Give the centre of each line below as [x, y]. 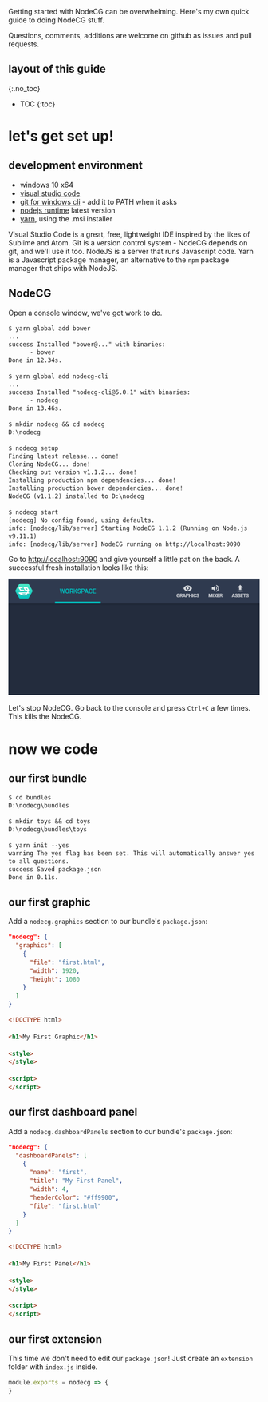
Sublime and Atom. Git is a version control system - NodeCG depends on [128, 242]
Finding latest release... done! [64, 456]
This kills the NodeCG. [45, 717]
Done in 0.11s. [33, 878]
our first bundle [48, 778]
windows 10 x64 [47, 185]
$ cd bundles [30, 798]
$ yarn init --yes [39, 846]
